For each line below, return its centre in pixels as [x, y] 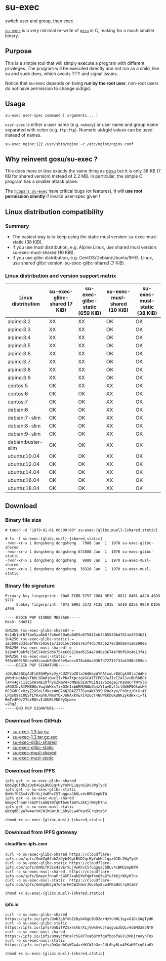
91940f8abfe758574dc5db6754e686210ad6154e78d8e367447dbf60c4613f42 [76, 652]
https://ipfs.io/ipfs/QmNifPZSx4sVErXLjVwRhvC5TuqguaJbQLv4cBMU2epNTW [79, 928]
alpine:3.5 [19, 346]
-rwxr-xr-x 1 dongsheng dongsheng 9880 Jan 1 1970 [63, 561]
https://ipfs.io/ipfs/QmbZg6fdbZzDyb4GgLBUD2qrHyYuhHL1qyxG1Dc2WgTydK [79, 919]
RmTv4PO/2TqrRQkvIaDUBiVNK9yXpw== [41, 700]
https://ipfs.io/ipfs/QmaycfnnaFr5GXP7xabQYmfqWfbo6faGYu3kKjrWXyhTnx [79, 936]
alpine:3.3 [19, 330]
